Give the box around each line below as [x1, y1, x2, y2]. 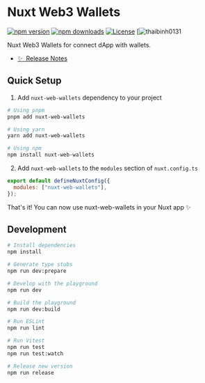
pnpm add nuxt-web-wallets [7, 113, 85, 120]
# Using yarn [7, 126, 45, 133]
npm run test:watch [7, 350, 64, 357]
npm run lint [7, 325, 45, 331]
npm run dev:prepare [7, 267, 67, 275]
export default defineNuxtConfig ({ [7, 178, 110, 185]
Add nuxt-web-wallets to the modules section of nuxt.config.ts [17, 164, 198, 172]
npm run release [7, 369, 54, 376]
